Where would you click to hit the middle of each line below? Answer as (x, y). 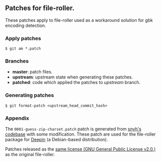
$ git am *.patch (23, 49)
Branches (17, 61)
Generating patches (30, 95)
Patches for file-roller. (40, 8)
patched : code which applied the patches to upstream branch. (76, 82)
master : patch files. (32, 72)
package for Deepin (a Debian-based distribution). (56, 139)
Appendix (17, 118)
